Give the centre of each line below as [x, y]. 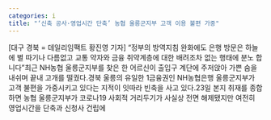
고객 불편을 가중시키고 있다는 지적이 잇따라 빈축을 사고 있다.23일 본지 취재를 [128, 87]
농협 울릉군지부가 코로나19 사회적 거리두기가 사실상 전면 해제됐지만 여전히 [139, 97]
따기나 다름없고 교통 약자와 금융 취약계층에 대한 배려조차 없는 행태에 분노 [140, 57]
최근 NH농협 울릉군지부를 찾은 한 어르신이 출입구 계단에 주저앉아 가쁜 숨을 [140, 67]
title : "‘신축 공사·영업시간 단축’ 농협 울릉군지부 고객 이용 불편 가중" [114, 23]
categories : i [32, 16]
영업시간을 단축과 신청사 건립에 [57, 108]
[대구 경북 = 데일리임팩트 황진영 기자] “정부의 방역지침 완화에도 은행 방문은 [126, 47]
